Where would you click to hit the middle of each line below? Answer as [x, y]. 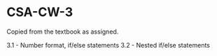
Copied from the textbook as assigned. [63, 31]
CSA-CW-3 [40, 12]
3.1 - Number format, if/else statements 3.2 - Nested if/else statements [108, 45]
